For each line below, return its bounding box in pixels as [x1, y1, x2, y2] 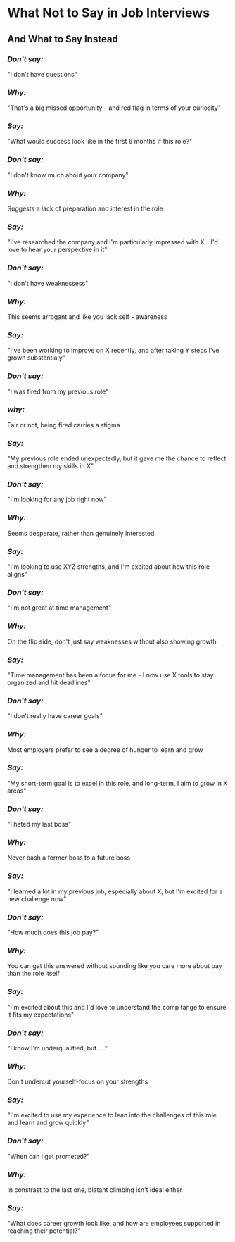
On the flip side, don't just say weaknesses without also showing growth [7, 637, 217, 646]
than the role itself [7, 970, 60, 978]
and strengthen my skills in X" [7, 462, 94, 470]
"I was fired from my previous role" [7, 387, 109, 396]
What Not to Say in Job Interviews [7, 5, 210, 21]
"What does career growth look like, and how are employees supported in [7, 1219, 221, 1228]
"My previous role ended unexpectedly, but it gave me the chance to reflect [7, 454, 227, 463]
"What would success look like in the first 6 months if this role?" [7, 137, 193, 146]
